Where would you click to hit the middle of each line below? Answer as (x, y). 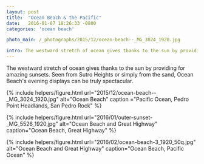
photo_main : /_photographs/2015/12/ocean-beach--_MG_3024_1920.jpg (93, 40)
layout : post (23, 12)
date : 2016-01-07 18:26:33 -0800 (51, 23)
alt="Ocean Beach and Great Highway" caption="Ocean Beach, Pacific (95, 149)
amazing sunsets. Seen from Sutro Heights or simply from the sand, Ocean (100, 74)
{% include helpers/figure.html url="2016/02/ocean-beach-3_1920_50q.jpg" (101, 142)
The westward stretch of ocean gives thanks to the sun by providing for (96, 68)
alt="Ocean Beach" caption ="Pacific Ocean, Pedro (124, 99)
